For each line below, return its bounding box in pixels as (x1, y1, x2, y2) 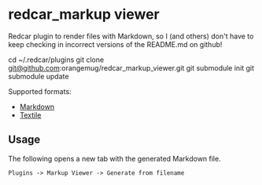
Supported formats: (8, 86, 72, 96)
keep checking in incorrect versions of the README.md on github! (8, 39, 223, 49)
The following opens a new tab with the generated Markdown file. (8, 154, 222, 163)
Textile (19, 110, 42, 119)
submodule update (8, 71, 69, 81)
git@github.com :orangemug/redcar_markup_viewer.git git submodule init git (8, 63, 254, 72)
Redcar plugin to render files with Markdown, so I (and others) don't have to (8, 31, 254, 41)
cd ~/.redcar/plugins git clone (8, 55, 105, 64)
